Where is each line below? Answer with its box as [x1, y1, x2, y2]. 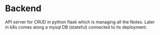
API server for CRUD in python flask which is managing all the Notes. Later [5, 19, 155, 25]
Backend [5, 3, 41, 14]
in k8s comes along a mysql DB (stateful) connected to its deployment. [5, 24, 147, 30]
